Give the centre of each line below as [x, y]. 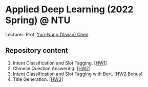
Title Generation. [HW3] [38, 79]
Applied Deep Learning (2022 [69, 9]
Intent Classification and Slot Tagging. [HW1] [60, 63]
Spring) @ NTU [38, 20]
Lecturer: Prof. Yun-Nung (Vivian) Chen [47, 34]
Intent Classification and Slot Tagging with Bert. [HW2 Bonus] [78, 74]
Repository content [37, 50]
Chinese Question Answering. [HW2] [51, 68]
